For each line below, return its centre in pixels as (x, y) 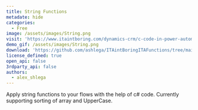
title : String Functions (37, 12)
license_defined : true (34, 56)
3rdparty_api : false (32, 67)
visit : (14, 39)
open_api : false (26, 61)
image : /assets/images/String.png (49, 34)
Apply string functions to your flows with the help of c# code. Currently (93, 95)
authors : (17, 72)
